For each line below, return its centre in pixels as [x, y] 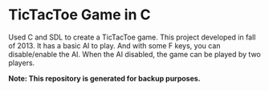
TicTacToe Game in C [79, 15]
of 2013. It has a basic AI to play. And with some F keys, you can [114, 45]
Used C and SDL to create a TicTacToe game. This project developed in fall [132, 37]
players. [22, 63]
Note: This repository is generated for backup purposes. [104, 78]
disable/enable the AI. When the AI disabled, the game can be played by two [134, 54]
